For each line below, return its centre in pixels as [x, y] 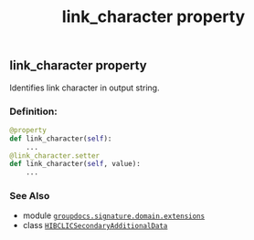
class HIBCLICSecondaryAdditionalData [95, 225]
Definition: [33, 111]
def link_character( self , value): [75, 164]
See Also [30, 196]
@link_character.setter [55, 156]
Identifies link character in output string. [85, 88]
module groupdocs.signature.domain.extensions [114, 215]
